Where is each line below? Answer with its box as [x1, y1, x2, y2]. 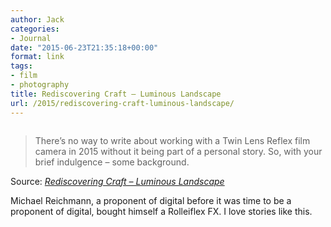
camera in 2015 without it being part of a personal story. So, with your [34, 145, 323, 157]
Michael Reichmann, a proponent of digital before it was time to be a [10, 194, 292, 206]
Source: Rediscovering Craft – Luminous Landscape [10, 175, 225, 187]
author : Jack [10, 14, 65, 25]
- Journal [10, 33, 52, 43]
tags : [10, 61, 33, 71]
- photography [10, 80, 70, 90]
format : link [10, 52, 65, 62]
